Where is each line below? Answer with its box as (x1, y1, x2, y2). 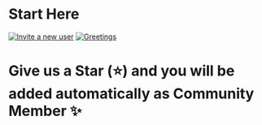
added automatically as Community (8, 84, 255, 103)
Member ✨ (8, 102, 82, 120)
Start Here (8, 5, 80, 24)
